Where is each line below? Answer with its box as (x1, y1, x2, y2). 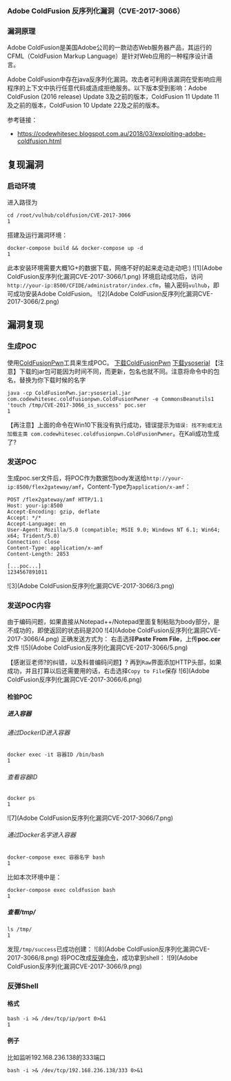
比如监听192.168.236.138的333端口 (7, 1053, 106, 1062)
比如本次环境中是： (7, 873, 62, 881)
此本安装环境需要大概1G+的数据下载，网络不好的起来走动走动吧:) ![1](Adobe (7, 264, 223, 272)
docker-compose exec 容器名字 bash (7, 854, 106, 861)
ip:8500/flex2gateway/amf (7, 483, 81, 491)
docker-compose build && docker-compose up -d (7, 244, 143, 251)
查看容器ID (7, 772, 38, 781)
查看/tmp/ (7, 908, 36, 916)
